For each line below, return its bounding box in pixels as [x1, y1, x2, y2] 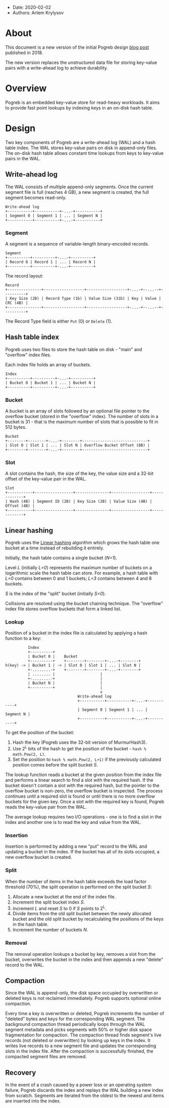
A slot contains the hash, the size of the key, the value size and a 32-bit [5, 470, 154, 476]
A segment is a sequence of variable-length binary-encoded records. [5, 240, 150, 247]
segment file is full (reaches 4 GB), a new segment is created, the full [5, 189, 149, 195]
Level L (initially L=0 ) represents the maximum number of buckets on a [5, 565, 152, 571]
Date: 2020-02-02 [12, 5, 51, 10]
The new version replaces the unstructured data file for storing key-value [5, 59, 157, 65]
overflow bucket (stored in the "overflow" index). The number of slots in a [5, 413, 159, 420]
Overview [5, 83, 47, 94]
